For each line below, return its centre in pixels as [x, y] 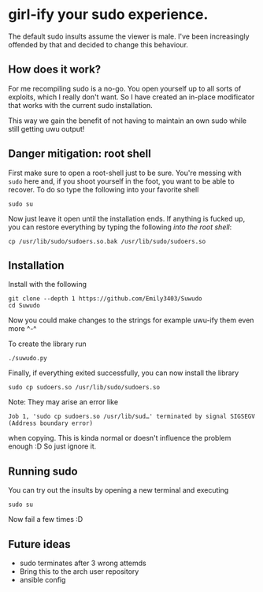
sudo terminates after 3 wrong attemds [83, 563]
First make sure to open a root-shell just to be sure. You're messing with [125, 173]
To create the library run [47, 344]
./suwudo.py [28, 359]
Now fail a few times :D [46, 519]
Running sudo [43, 471]
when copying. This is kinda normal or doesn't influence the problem [120, 438]
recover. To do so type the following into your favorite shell [104, 189]
